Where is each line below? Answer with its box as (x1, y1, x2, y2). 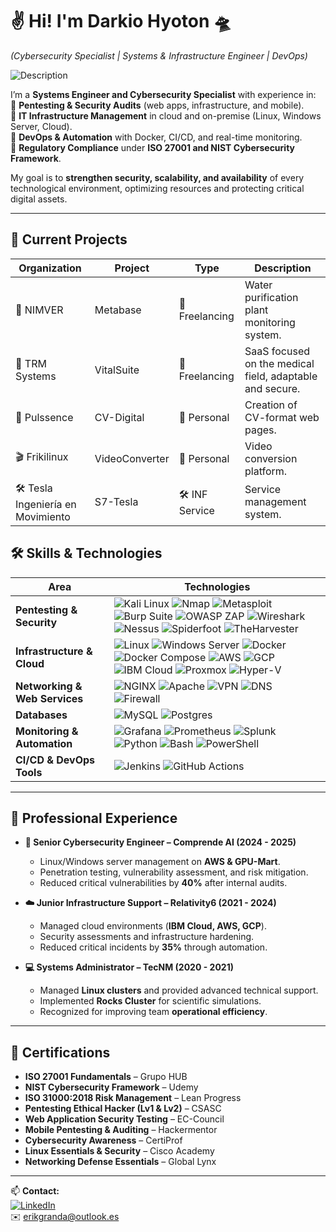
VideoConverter (94, 451, 170, 465)
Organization (18, 261, 82, 275)
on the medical (244, 356, 315, 370)
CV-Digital (94, 410, 145, 424)
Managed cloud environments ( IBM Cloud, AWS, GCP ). (39, 920, 267, 932)
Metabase (94, 303, 142, 317)
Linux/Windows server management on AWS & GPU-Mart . (39, 856, 281, 868)
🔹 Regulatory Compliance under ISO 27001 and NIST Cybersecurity (10, 141, 296, 153)
